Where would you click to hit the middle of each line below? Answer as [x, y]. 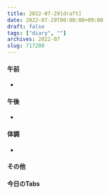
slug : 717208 [26, 46]
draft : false [26, 26]
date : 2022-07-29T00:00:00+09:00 [55, 20]
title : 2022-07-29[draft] [44, 14]
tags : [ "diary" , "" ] [37, 33]
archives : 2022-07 [34, 39]
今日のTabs [24, 184]
